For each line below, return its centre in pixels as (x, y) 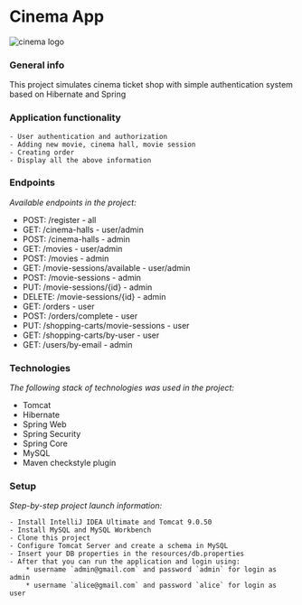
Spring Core (45, 443)
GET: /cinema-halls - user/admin (83, 229)
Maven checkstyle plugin (69, 463)
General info (37, 65)
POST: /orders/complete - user (80, 316)
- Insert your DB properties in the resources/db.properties (127, 554)
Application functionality (66, 117)
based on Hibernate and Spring (68, 94)
